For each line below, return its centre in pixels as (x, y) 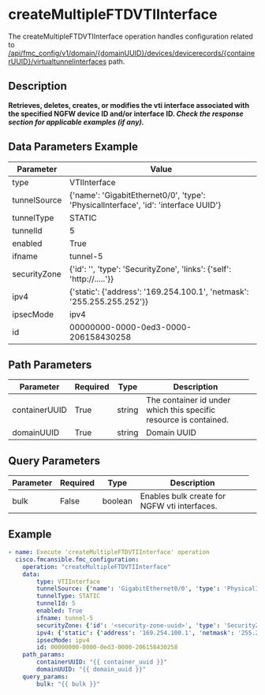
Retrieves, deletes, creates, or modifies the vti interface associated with (129, 105)
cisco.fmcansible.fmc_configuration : (77, 559)
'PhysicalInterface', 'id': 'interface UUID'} (146, 205)
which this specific (180, 410)
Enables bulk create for (183, 496)
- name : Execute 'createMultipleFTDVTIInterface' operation (109, 552)
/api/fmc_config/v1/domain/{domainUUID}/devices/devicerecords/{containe (131, 53)
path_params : (44, 655)
